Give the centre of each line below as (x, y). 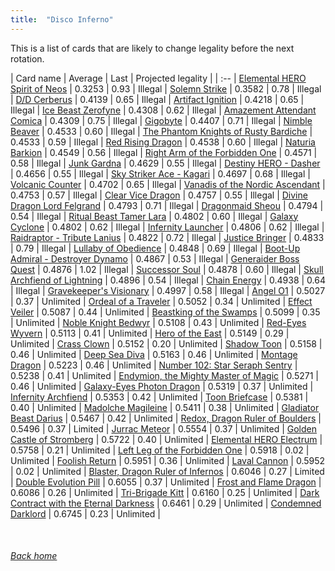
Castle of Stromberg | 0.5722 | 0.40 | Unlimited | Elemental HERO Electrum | (166, 439)
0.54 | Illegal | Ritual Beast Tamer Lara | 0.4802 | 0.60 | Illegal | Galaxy (154, 216)
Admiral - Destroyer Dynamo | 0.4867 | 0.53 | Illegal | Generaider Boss (155, 258)
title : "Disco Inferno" (62, 19)
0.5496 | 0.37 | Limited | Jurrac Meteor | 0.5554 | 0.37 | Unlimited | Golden (164, 428)
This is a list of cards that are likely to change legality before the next (152, 48)
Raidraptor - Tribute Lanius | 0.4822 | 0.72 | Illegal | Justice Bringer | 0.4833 (167, 237)
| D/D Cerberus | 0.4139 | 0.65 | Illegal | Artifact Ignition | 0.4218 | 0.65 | (157, 99)
